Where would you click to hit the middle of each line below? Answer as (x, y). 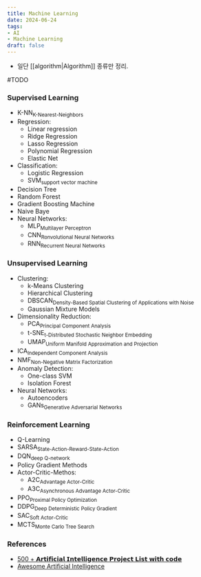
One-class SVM (50, 376)
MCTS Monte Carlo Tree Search (56, 525)
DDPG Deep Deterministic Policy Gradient (67, 507)
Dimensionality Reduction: (54, 316)
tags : (15, 26)
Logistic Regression (55, 173)
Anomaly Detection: (45, 369)
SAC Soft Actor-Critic (43, 516)
